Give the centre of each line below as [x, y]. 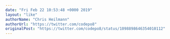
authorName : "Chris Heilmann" [38, 19]
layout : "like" [21, 15]
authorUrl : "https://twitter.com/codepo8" [51, 24]
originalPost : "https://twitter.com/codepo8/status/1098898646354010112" [86, 29]
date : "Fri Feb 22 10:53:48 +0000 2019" [49, 10]
